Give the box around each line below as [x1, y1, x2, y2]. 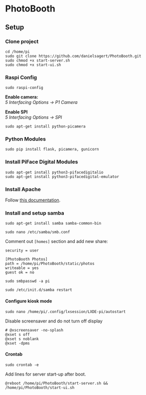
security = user [5, 248, 39, 253]
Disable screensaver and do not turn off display [5, 318, 103, 324]
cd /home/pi [5, 49, 30, 54]
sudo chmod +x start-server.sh [5, 58, 70, 63]
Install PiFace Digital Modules [5, 158, 78, 165]
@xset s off [5, 332, 30, 337]
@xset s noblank [5, 336, 39, 341]
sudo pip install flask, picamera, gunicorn [5, 147, 99, 152]
